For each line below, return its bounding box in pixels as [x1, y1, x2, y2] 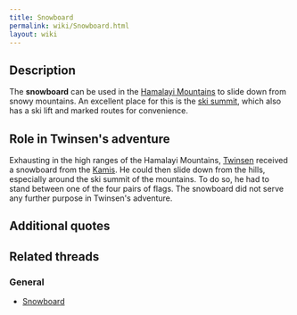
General [9, 276, 45, 288]
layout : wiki [9, 29, 58, 38]
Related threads [9, 249, 100, 264]
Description [9, 62, 76, 78]
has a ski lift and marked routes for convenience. [9, 105, 189, 116]
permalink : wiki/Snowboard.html [9, 21, 129, 30]
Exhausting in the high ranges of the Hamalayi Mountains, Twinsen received [9, 155, 288, 165]
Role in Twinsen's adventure [9, 131, 170, 146]
